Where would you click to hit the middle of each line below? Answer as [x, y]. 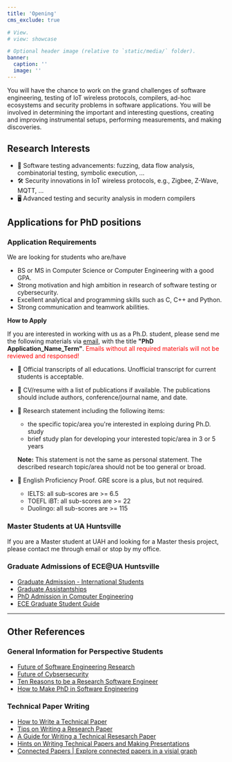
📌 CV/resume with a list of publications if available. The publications [114, 390]
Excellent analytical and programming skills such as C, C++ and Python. [119, 300]
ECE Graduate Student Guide [58, 603]
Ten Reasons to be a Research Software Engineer [88, 681]
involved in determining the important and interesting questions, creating [110, 112]
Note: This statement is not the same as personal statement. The [109, 459]
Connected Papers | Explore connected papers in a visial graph [107, 751]
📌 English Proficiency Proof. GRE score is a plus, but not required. [110, 480]
